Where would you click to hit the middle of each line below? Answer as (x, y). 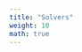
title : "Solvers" (41, 17)
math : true (29, 33)
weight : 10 (29, 26)
